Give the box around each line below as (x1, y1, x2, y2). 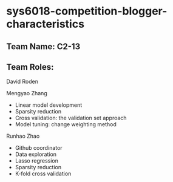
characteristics (6, 17, 85, 31)
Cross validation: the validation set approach (15, 114, 127, 122)
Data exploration (15, 150, 56, 158)
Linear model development (15, 101, 83, 109)
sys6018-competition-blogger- (6, 4, 168, 18)
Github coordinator (15, 144, 63, 152)
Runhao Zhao (6, 132, 40, 140)
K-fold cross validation (15, 170, 72, 177)
